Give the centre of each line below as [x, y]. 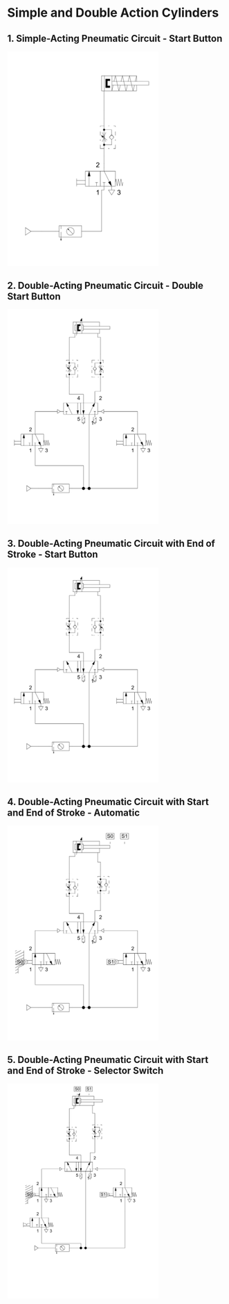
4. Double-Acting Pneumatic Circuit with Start [108, 801]
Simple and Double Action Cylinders [113, 13]
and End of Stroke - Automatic [74, 812]
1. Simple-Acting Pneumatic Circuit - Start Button [115, 39]
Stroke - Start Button [53, 555]
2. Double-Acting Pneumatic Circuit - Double [106, 285]
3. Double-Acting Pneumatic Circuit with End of [111, 544]
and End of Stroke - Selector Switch [85, 1070]
